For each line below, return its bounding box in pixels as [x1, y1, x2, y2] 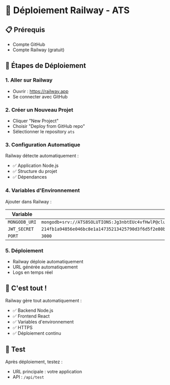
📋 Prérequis [5, 25, 46, 34]
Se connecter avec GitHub [12, 93, 68, 99]
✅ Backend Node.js [12, 307, 54, 313]
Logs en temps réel [12, 269, 53, 275]
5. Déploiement [5, 247, 44, 254]
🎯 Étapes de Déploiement [5, 61, 86, 70]
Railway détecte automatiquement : [5, 153, 79, 159]
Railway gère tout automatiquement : [5, 297, 82, 303]
